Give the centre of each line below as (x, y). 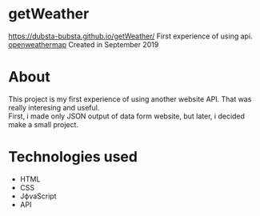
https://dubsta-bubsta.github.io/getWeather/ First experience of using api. (131, 36)
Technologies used (73, 157)
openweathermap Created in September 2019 (84, 44)
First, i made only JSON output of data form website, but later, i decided (127, 116)
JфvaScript (38, 196)
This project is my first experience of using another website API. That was (130, 99)
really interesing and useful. (54, 107)
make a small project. (43, 124)
